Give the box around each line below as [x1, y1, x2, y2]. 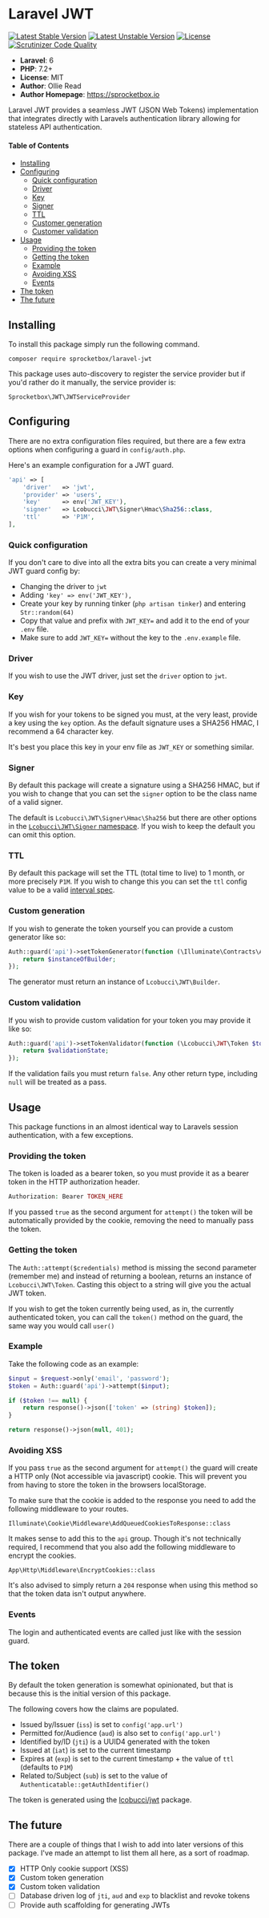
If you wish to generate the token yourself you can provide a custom [8, 924, 234, 933]
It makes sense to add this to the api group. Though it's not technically [8, 1534, 242, 1543]
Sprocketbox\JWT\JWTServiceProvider [8, 392, 130, 401]
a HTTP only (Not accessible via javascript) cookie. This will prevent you [8, 1472, 247, 1481]
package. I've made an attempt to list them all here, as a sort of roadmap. [8, 1848, 250, 1858]
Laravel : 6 [19, 55, 54, 65]
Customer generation [31, 218, 102, 228]
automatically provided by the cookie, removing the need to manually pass [8, 1216, 255, 1225]
